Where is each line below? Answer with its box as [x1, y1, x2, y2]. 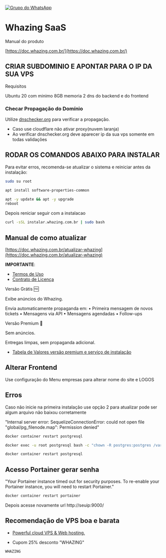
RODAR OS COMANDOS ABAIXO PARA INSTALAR [5, 151, 160, 159]
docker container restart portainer [5, 493, 81, 499]
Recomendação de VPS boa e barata [5, 516, 120, 525]
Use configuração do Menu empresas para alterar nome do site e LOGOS [5, 376, 155, 382]
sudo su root [5, 179, 32, 184]
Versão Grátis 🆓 [5, 286, 39, 292]
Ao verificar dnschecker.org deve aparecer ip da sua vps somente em [12, 131, 155, 137]
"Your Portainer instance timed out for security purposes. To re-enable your [5, 478, 160, 485]
